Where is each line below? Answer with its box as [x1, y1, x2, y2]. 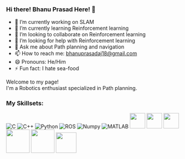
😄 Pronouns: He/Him [14, 58, 66, 65]
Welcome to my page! [6, 78, 59, 85]
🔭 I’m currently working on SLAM [14, 19, 95, 26]
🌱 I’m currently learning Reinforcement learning [14, 25, 129, 32]
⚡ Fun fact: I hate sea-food [14, 65, 79, 72]
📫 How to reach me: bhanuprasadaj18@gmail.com [14, 50, 138, 57]
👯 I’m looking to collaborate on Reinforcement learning [14, 31, 146, 38]
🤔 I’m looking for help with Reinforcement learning [14, 37, 136, 44]
